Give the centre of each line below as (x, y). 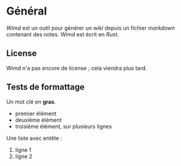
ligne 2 (24, 156)
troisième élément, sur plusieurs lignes (63, 126)
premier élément (36, 113)
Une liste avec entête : (34, 138)
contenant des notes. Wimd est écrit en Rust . (63, 34)
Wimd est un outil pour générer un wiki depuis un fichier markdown (90, 28)
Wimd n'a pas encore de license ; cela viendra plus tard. (77, 68)
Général (27, 11)
